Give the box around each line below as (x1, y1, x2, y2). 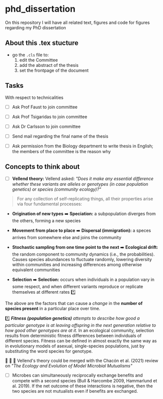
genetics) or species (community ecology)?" (12, 186, 101, 192)
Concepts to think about (5, 162, 80, 171)
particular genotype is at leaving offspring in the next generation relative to (5, 322, 156, 328)
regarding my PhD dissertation (5, 24, 67, 30)
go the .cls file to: (12, 52, 49, 58)
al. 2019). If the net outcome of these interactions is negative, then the (12, 383, 153, 389)
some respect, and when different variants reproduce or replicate (12, 283, 144, 289)
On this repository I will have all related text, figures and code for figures (5, 20, 150, 25)
